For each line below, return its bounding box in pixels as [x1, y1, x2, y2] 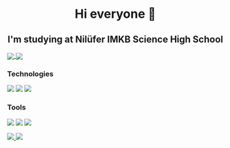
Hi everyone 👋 [74, 6, 157, 22]
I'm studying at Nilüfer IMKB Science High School [7, 34, 224, 45]
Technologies [7, 69, 54, 79]
